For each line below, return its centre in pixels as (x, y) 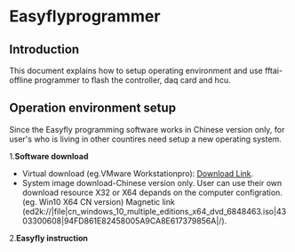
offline (21, 80)
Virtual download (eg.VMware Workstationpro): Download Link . (138, 173)
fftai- (274, 70)
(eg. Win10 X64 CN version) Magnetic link (98, 201)
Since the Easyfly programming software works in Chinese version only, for (147, 129)
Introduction (44, 49)
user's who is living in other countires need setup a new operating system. (145, 139)
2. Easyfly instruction (49, 238)
